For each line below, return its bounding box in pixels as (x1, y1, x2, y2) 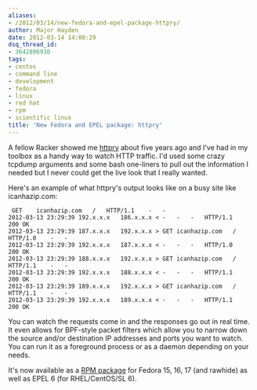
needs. (8, 350, 31, 359)
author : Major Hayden (8, 26, 79, 34)
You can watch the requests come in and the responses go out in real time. (8, 316, 250, 326)
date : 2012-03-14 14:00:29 (8, 33, 96, 42)
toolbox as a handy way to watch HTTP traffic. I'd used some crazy (8, 151, 226, 160)
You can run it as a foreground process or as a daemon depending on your (8, 341, 249, 351)
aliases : (8, 11, 37, 20)
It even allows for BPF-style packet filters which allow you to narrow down (8, 325, 248, 334)
